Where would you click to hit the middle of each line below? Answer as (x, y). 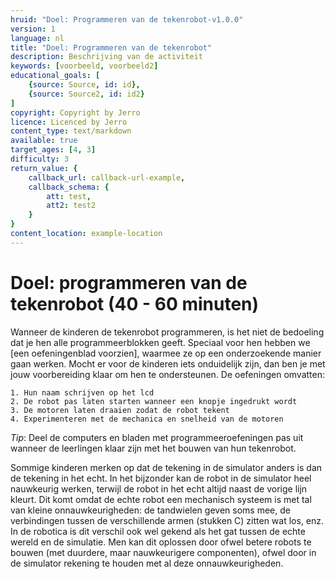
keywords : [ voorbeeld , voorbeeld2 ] (84, 66)
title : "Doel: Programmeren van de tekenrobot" (111, 47)
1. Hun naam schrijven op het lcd (82, 392)
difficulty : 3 (40, 159)
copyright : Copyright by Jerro (75, 112)
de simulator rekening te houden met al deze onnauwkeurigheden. (147, 563)
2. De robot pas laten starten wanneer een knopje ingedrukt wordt (154, 401)
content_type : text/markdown (71, 131)
